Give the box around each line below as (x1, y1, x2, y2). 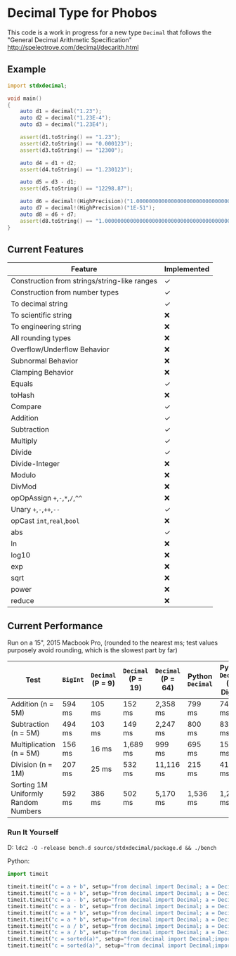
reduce (11, 596, 34, 606)
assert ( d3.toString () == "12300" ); (20, 146, 124, 154)
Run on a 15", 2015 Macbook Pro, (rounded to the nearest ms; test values (7, 638, 218, 647)
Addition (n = (11, 699, 54, 709)
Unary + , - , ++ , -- (11, 505, 60, 515)
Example (7, 63, 46, 75)
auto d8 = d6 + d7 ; (20, 211, 77, 218)
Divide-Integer (11, 459, 60, 469)
